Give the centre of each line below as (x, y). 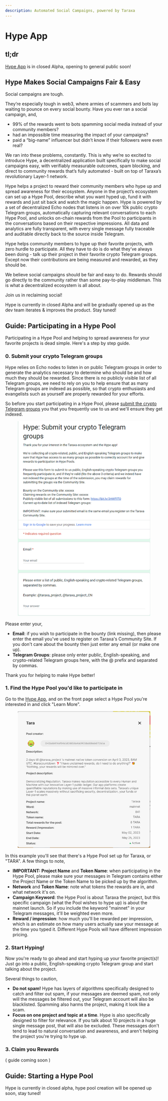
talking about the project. (31, 969)
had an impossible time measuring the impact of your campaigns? (80, 135)
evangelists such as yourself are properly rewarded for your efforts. (75, 394)
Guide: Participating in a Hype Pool (60, 326)
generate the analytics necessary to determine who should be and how (78, 373)
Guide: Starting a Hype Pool (49, 1076)
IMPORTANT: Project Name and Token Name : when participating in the (86, 871)
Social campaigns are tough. (34, 94)
